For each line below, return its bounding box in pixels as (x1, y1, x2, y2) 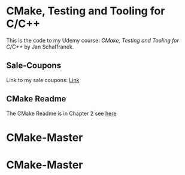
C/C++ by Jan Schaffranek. (6, 43, 74, 50)
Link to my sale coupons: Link (6, 76, 80, 83)
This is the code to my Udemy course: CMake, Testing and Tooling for (6, 37, 180, 44)
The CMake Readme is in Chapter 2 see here (6, 110, 117, 117)
